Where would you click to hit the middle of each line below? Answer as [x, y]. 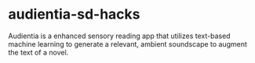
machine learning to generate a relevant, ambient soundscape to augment [127, 44]
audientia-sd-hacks [74, 14]
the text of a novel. [38, 52]
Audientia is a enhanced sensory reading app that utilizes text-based [119, 36]
